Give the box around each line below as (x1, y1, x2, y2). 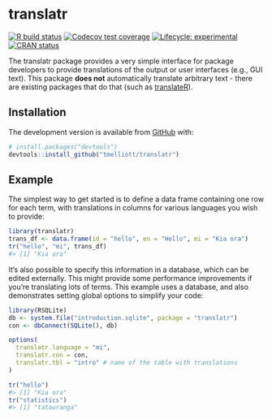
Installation (8, 106, 67, 119)
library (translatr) (8, 227, 75, 235)
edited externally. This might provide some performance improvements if (8, 273, 253, 283)
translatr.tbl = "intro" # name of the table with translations (15, 359, 238, 367)
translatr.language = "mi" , (15, 343, 111, 352)
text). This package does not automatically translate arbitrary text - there (8, 73, 253, 83)
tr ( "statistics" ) (8, 395, 67, 404)
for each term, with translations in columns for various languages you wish (8, 203, 258, 213)
